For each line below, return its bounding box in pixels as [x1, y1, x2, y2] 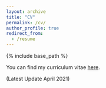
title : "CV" [6, 14, 35, 20]
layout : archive [6, 8, 46, 15]
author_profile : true [6, 25, 59, 31]
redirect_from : [6, 31, 44, 37]
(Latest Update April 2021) [6, 75, 70, 82]
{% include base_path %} [6, 53, 68, 59]
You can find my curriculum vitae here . [6, 64, 100, 71]
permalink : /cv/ [6, 19, 46, 25]
